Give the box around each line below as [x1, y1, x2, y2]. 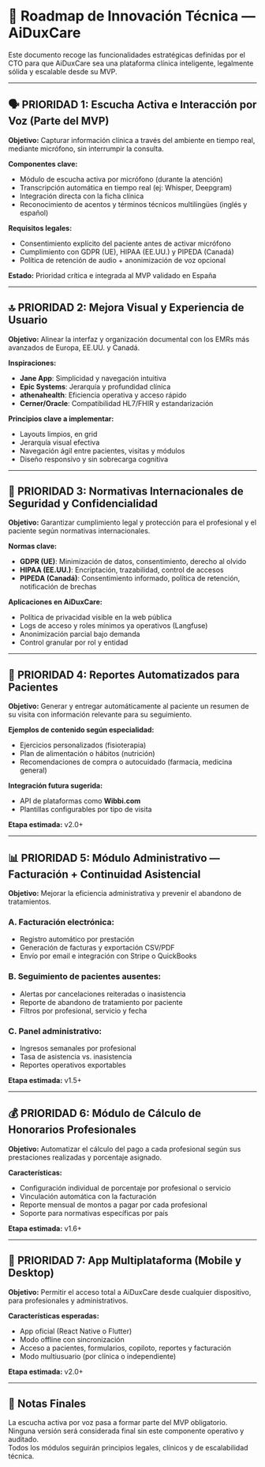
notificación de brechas [19, 582, 97, 592]
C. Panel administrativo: [8, 1025, 103, 1036]
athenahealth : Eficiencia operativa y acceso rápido [19, 390, 187, 400]
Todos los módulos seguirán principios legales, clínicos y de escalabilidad [8, 1443, 248, 1453]
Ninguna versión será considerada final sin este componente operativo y [8, 1426, 244, 1436]
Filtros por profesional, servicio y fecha [19, 1006, 147, 1015]
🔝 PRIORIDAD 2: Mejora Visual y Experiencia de [8, 301, 244, 314]
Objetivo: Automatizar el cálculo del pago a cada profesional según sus [8, 1144, 241, 1153]
